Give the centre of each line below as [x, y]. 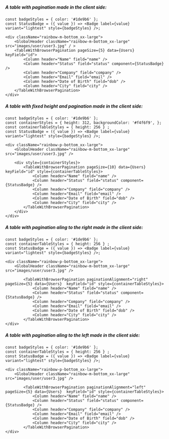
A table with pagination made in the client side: [56, 7]
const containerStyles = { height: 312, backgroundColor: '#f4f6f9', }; [83, 123]
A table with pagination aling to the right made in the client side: [74, 227]
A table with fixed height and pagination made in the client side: [74, 106]
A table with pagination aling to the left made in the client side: [73, 335]
